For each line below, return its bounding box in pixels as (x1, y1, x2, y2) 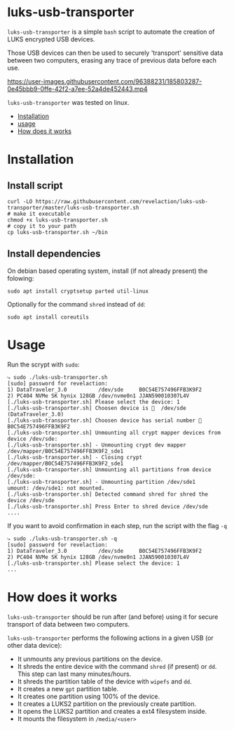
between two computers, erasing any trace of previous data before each (7, 56, 217, 64)
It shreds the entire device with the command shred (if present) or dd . (17, 662, 217, 670)
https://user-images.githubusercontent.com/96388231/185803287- (7, 77, 202, 85)
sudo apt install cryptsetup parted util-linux (7, 288, 149, 295)
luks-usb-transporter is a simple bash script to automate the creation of (7, 27, 215, 36)
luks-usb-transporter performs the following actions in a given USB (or (7, 634, 214, 642)
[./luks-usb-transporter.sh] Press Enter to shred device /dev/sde (7, 503, 209, 510)
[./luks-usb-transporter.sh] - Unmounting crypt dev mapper (7, 441, 187, 449)
